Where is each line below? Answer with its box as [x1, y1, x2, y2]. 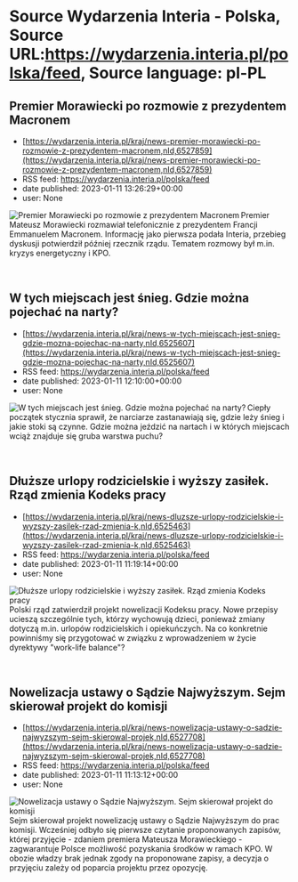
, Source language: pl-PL [80, 63, 267, 84]
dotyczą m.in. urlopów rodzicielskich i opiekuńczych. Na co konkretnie [9, 623, 269, 634]
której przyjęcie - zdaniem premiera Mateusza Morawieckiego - [9, 834, 243, 845]
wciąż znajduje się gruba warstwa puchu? [9, 430, 163, 441]
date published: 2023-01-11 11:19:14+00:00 [21, 558, 179, 569]
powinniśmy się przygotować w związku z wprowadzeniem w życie [9, 632, 256, 643]
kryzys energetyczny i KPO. [9, 247, 111, 258]
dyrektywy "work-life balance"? [9, 642, 125, 652]
